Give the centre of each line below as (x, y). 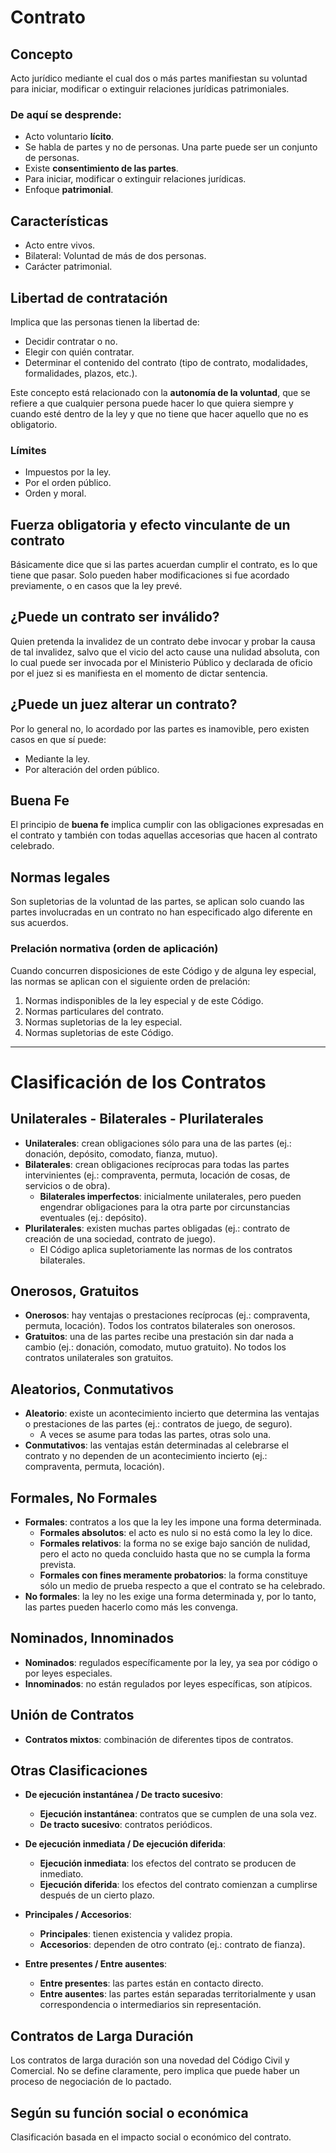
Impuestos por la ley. (68, 472)
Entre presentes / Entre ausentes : (96, 1964)
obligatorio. (34, 424)
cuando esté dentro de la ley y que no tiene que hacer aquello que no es (159, 413)
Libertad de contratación (89, 297)
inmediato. (61, 1874)
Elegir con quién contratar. (79, 352)
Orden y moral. (55, 493)
